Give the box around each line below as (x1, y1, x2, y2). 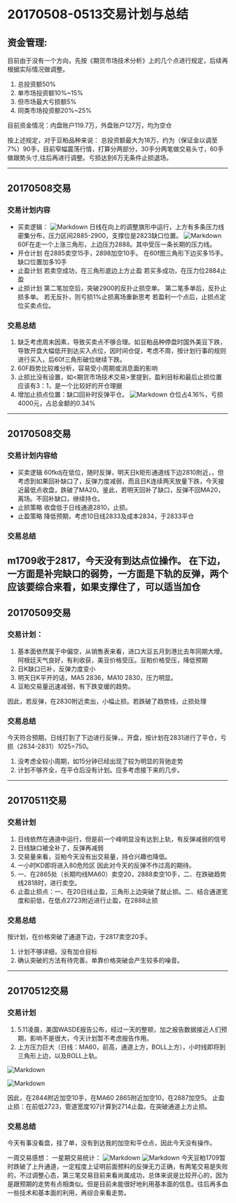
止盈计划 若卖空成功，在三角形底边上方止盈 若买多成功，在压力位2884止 (17, 266, 227, 274)
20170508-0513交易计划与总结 (7, 6, 189, 22)
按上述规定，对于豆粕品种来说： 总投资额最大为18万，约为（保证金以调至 (7, 136, 218, 144)
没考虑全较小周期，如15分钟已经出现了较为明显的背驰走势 (17, 757, 183, 765)
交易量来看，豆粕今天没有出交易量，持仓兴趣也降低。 (17, 852, 172, 861)
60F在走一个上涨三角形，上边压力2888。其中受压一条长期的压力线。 (17, 239, 216, 249)
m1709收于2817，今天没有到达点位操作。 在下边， (7, 555, 226, 566)
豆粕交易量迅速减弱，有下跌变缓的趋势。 (17, 682, 134, 690)
